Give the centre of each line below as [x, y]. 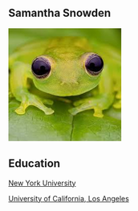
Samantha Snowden [60, 13]
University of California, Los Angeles [69, 198]
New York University [42, 183]
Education [34, 164]
